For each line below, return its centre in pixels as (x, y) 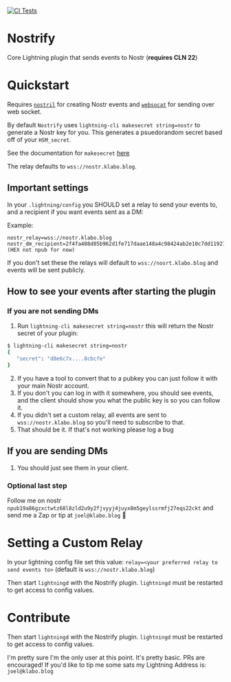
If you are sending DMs (58, 451)
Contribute (39, 618)
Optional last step (37, 485)
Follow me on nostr (34, 500)
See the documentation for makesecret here (68, 153)
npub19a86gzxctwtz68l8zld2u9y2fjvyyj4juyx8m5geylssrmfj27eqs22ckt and (110, 508)
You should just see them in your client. (73, 467)
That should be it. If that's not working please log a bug (95, 429)
